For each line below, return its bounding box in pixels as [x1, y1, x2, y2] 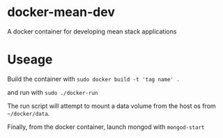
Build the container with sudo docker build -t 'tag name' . [7, 75, 180, 83]
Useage [7, 52, 53, 68]
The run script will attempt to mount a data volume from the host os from [7, 102, 216, 110]
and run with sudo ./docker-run [7, 88, 98, 96]
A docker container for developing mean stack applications [7, 27, 177, 36]
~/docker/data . [7, 109, 50, 117]
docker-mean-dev [7, 4, 115, 20]
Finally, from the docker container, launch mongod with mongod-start [7, 123, 205, 131]
